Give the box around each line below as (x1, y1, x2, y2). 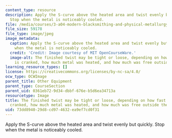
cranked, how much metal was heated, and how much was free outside (10, 103, 159, 108)
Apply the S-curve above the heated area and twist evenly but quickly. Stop (5, 121, 165, 127)
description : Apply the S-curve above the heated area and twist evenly (5, 12, 164, 17)
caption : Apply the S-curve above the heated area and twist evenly (10, 41, 159, 46)
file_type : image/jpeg (5, 31, 54, 36)
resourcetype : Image (5, 93, 50, 98)
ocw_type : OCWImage (5, 74, 47, 79)
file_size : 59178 (5, 27, 42, 32)
